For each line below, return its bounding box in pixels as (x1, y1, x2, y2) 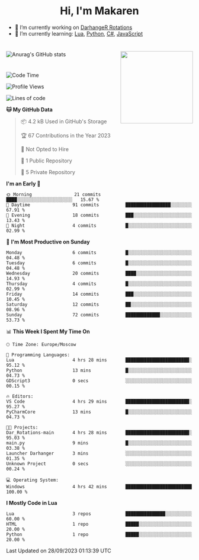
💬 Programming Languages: (6, 352, 70, 358)
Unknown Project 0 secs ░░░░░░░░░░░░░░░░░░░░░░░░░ (6, 461, 192, 467)
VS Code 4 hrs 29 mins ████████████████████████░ (6, 399, 192, 405)
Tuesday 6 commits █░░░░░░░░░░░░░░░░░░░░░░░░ (6, 260, 192, 266)
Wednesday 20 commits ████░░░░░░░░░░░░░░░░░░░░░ (6, 271, 192, 277)
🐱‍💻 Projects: (6, 425, 38, 431)
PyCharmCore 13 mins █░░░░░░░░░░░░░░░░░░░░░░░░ (6, 409, 192, 415)
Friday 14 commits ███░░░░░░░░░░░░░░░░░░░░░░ (6, 292, 192, 297)
